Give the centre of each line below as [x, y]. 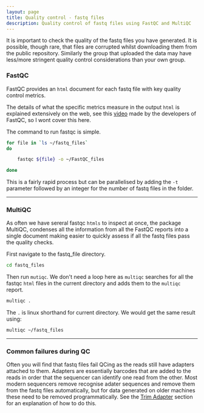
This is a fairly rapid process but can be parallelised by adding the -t [92, 182]
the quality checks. [30, 242]
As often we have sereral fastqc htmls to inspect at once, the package [94, 223]
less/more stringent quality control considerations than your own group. [96, 60]
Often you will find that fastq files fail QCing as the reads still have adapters [100, 364]
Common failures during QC [48, 352]
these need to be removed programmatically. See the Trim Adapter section [100, 397]
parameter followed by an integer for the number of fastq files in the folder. [100, 188]
